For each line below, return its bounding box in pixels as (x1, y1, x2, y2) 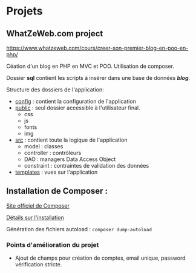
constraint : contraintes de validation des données (24, 162, 149, 169)
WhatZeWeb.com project (6, 28, 103, 39)
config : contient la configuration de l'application (15, 98, 136, 105)
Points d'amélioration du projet (6, 240, 99, 249)
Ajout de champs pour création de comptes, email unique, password (15, 254, 186, 261)
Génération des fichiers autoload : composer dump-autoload (6, 225, 152, 232)
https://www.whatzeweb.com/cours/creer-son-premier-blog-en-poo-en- (6, 44, 189, 51)
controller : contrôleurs (24, 150, 82, 156)
